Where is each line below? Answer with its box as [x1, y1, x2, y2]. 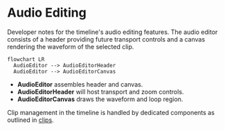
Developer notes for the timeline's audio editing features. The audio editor [7, 28, 218, 36]
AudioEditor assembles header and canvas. [17, 80, 143, 88]
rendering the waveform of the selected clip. [7, 42, 134, 51]
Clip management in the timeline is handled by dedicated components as [7, 108, 215, 116]
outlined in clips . [7, 116, 54, 124]
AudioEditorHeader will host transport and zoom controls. [17, 87, 184, 96]
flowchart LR [7, 55, 45, 63]
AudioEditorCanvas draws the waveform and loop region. [17, 95, 183, 103]
